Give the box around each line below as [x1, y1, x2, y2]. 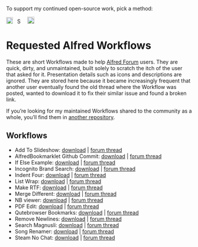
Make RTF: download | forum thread [14, 184, 103, 191]
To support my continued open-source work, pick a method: [6, 5, 153, 12]
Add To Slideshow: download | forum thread [14, 146, 122, 153]
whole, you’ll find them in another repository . [6, 113, 115, 120]
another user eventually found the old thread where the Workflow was [6, 83, 177, 90]
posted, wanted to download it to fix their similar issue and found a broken [6, 90, 187, 97]
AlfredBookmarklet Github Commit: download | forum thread [14, 153, 162, 160]
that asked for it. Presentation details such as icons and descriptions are [6, 71, 182, 78]
